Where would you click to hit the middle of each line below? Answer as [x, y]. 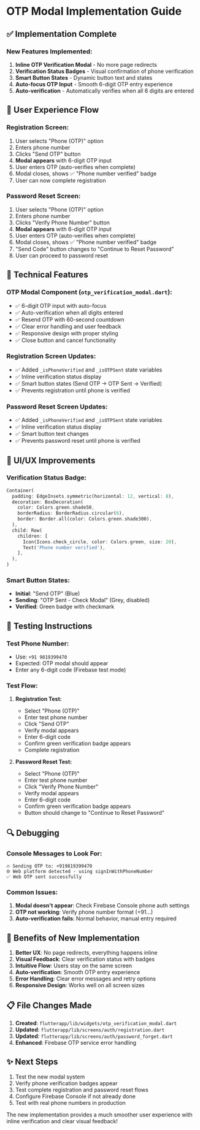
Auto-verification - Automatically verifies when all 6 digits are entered [105, 91]
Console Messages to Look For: [54, 853]
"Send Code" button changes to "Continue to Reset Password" [94, 249]
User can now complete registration [60, 180]
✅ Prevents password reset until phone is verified [78, 441]
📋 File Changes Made [49, 1005]
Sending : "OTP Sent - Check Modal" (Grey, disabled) [83, 600]
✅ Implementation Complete [62, 34]
